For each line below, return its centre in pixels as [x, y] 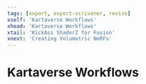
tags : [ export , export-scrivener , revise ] [69, 13]
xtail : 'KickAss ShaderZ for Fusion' [61, 32]
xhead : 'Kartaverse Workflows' [52, 26]
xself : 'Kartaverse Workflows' [52, 20]
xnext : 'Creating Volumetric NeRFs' [60, 39]
